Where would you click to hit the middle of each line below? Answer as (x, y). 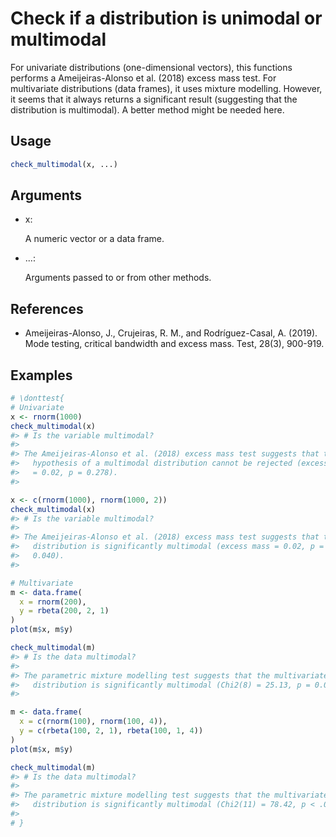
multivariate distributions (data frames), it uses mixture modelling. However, (166, 88)
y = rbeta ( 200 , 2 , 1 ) (64, 611)
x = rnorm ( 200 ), (53, 602)
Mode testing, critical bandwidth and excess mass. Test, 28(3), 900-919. (174, 344)
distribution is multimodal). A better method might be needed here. (147, 109)
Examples (41, 375)
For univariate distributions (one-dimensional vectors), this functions (151, 67)
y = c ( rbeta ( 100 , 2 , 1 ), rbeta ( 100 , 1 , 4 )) (111, 731)
